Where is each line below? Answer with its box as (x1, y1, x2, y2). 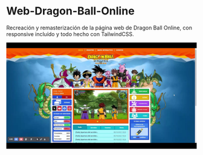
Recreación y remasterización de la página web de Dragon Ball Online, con (6, 24, 192, 31)
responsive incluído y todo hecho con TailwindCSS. (6, 30, 134, 37)
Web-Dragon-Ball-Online (6, 4, 135, 18)
